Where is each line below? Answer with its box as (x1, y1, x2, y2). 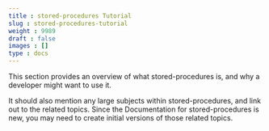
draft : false (8, 34, 57, 43)
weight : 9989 (8, 27, 57, 35)
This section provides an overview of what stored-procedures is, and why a (8, 72, 260, 81)
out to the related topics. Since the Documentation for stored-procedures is (8, 104, 260, 114)
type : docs (8, 49, 48, 57)
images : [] (8, 42, 48, 50)
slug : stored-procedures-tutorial (8, 19, 128, 27)
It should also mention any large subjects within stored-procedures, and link (8, 96, 261, 105)
